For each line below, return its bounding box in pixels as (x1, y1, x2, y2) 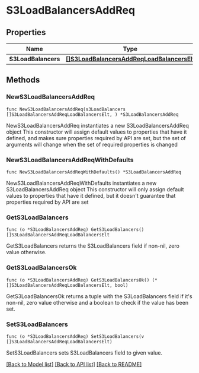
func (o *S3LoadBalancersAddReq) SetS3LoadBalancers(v (6, 333, 145, 339)
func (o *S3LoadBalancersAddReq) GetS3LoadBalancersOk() (6, 277, 150, 283)
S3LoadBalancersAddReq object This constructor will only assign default (6, 185, 184, 193)
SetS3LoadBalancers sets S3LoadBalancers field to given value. (6, 349, 163, 356)
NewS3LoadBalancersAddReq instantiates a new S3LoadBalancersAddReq (6, 122, 190, 129)
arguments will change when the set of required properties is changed (6, 141, 178, 148)
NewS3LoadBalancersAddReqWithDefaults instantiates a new (6, 179, 157, 186)
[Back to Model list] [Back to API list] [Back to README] (6, 361, 142, 368)
